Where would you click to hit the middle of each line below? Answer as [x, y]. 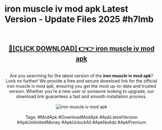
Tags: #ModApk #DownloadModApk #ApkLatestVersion [81, 117]
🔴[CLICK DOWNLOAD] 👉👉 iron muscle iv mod [81, 49]
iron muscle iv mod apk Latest [67, 9]
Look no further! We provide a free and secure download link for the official [81, 81]
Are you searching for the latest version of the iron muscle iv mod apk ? [81, 75]
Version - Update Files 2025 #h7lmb [79, 19]
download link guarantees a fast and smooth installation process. [81, 96]
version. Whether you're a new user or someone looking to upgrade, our [81, 91]
